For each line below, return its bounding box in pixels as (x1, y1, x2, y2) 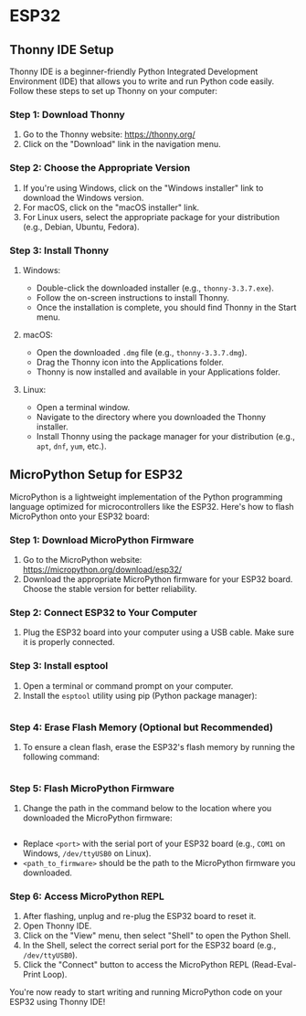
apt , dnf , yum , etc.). (36, 440, 107, 451)
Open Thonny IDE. (22, 920, 92, 932)
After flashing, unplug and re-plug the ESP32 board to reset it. (22, 911, 257, 922)
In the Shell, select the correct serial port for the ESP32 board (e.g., (22, 940, 277, 951)
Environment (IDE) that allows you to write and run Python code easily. (9, 76, 275, 87)
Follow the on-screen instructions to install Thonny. (36, 291, 230, 302)
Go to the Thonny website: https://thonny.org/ (22, 129, 195, 140)
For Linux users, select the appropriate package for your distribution (22, 211, 280, 222)
